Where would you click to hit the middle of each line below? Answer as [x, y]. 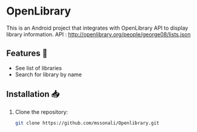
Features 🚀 [27, 54]
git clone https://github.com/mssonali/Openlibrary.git [87, 123]
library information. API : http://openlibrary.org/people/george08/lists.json [98, 34]
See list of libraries [38, 68]
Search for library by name [48, 74]
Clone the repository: [42, 112]
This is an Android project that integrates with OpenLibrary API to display [97, 28]
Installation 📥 [33, 94]
